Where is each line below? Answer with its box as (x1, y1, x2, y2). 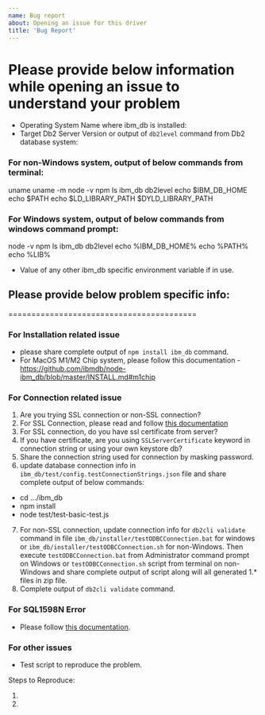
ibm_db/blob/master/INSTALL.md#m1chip (19, 372, 156, 382)
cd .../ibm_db (19, 493, 63, 502)
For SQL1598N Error (8, 604, 86, 615)
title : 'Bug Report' (8, 26, 77, 34)
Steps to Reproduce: (8, 675, 75, 685)
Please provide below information (8, 60, 236, 79)
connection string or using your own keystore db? (19, 444, 182, 453)
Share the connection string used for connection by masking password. (19, 452, 254, 462)
